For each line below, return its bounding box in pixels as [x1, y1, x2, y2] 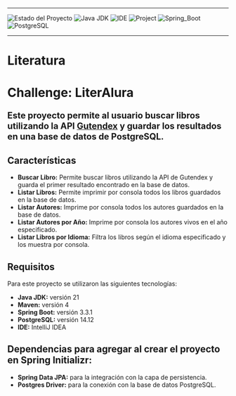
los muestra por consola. [17, 241, 90, 249]
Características [7, 154, 77, 166]
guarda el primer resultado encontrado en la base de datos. [17, 181, 190, 189]
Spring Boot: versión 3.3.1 [17, 307, 93, 317]
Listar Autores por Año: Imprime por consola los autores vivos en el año [17, 218, 228, 226]
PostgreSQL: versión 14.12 [17, 315, 95, 324]
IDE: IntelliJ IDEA [17, 323, 67, 331]
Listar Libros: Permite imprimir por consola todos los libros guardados [17, 188, 221, 197]
